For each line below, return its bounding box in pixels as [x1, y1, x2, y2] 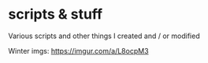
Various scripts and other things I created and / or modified [8, 31, 200, 40]
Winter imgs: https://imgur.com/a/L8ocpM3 [8, 46, 149, 55]
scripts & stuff [8, 5, 103, 23]
